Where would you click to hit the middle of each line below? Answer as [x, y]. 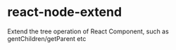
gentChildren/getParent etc [47, 38]
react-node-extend [64, 12]
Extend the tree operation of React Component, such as [88, 31]
